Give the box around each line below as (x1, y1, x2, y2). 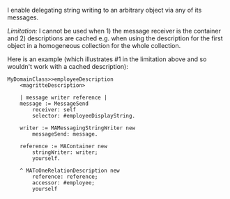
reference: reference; (32, 173, 98, 180)
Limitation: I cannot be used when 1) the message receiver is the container (7, 27, 222, 35)
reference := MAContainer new (20, 143, 108, 150)
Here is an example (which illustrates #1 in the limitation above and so (7, 55, 207, 63)
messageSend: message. (32, 131, 98, 138)
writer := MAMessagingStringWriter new (20, 125, 136, 132)
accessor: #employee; (32, 180, 95, 186)
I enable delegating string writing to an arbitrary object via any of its (7, 6, 202, 14)
